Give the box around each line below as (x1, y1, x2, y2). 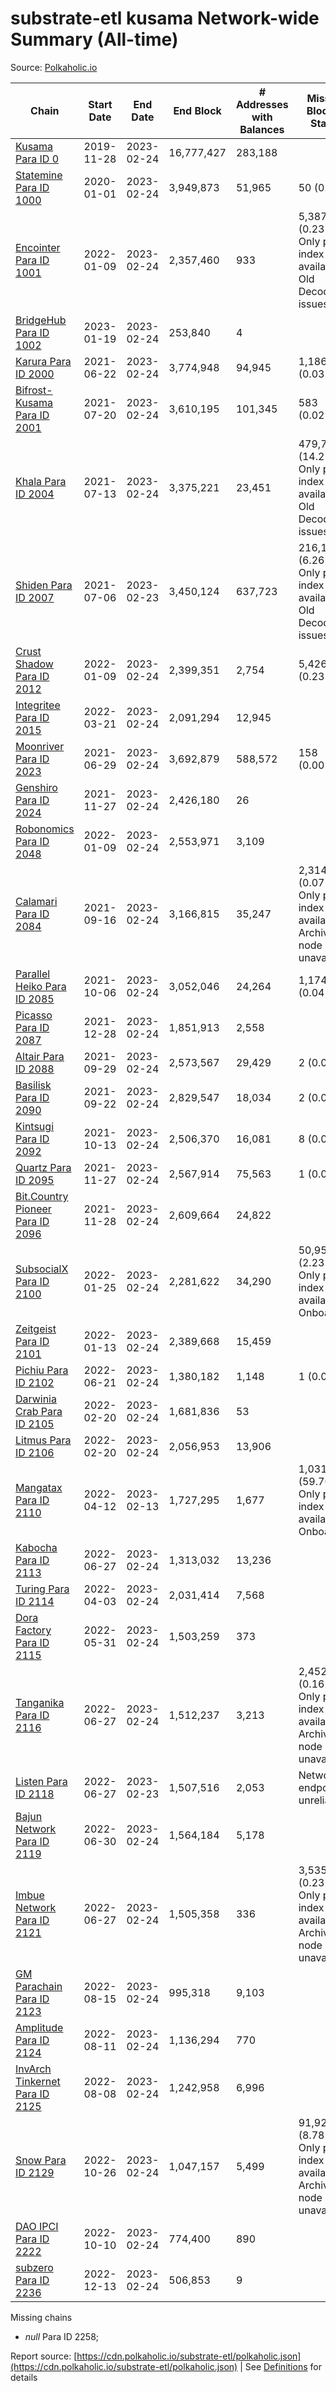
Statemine (15, 168, 63, 182)
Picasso (15, 1008, 53, 1022)
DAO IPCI (15, 2219, 59, 2233)
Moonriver (15, 739, 65, 753)
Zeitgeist (15, 1322, 57, 1336)
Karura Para (15, 354, 72, 368)
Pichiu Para (15, 1363, 69, 1377)
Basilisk (15, 1078, 52, 1092)
